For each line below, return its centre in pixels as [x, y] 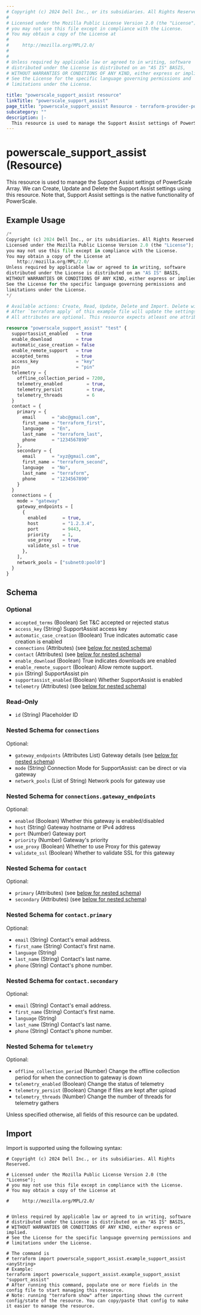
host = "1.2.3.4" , [61, 523]
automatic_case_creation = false [53, 345]
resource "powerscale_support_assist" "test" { [67, 328]
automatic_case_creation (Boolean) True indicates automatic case [96, 635]
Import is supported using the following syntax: [64, 1148]
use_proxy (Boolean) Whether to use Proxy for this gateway [88, 846]
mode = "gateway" [39, 501]
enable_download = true [52, 339]
